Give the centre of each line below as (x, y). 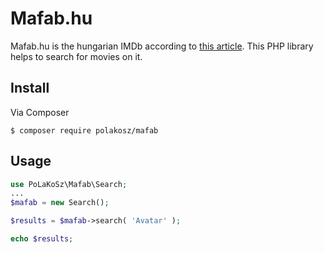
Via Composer (40, 112)
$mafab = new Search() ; (60, 203)
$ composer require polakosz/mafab (84, 130)
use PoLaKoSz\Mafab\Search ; (69, 184)
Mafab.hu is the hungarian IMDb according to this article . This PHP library (162, 46)
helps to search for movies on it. (76, 56)
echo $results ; (42, 239)
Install (30, 88)
